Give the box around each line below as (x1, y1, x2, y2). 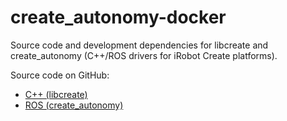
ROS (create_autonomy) (24, 99, 124, 111)
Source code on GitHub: (10, 69, 110, 81)
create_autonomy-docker (10, 6, 227, 29)
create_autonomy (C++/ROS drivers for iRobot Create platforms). (10, 49, 278, 61)
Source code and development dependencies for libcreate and (10, 39, 269, 51)
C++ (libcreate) (24, 88, 88, 100)
